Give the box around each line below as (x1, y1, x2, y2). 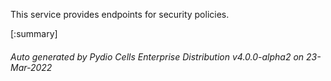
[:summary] (10, 28, 58, 39)
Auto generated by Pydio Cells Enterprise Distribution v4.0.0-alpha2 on (10, 50, 305, 63)
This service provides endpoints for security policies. (10, 9, 230, 20)
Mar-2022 (10, 61, 53, 73)
